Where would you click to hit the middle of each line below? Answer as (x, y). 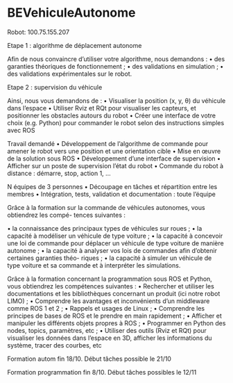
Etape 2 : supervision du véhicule (55, 87)
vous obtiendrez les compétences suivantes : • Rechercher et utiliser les (111, 286)
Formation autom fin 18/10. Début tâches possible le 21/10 (89, 359)
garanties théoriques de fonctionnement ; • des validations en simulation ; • (115, 66)
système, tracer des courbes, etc (54, 345)
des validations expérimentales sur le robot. (70, 74)
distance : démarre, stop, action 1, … (59, 173)
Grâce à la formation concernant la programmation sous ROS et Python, (110, 279)
